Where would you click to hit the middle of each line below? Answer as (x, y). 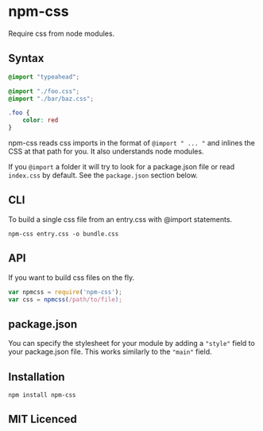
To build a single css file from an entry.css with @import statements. (120, 219)
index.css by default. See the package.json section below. (103, 175)
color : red (41, 120)
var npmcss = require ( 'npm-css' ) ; (66, 292)
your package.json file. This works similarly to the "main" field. (110, 351)
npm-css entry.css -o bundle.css (64, 234)
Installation (37, 377)
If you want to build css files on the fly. (72, 278)
